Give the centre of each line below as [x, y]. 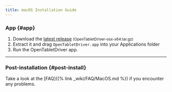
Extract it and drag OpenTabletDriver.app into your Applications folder [86, 44]
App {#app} [20, 27]
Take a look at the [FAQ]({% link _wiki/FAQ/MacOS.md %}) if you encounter [85, 79]
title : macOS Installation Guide [41, 10]
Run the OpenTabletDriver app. [45, 49]
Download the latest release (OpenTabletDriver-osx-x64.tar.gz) [73, 39]
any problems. [20, 84]
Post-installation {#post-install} [46, 68]
